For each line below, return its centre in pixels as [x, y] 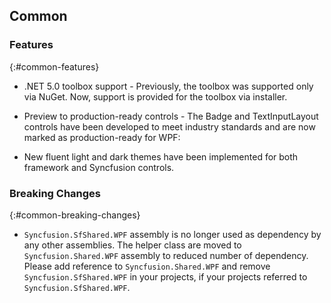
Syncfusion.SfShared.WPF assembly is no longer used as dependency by [172, 234]
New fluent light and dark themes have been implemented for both [161, 156]
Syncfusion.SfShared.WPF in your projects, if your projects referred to [165, 276]
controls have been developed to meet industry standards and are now [169, 126]
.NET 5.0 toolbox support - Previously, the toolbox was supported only [168, 86]
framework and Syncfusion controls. [99, 167]
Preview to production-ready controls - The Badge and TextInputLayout [171, 116]
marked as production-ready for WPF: [102, 137]
